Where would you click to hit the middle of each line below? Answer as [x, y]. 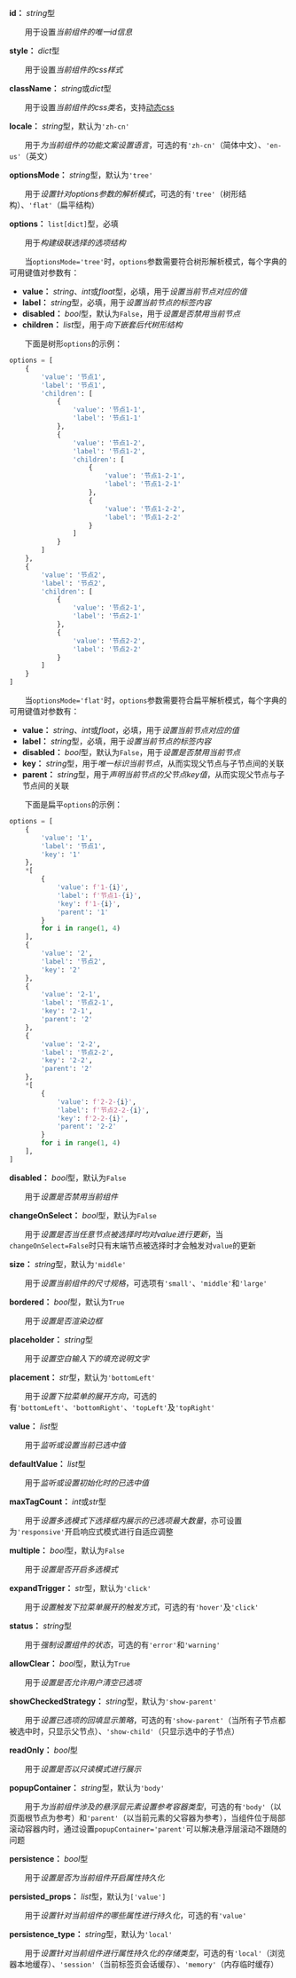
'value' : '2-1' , [71, 995]
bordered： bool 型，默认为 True [67, 1302]
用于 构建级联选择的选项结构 [75, 243]
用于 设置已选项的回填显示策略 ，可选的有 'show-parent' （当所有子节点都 [155, 1720]
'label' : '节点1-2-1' [143, 485]
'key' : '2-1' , [67, 1011]
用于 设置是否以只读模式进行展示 [83, 1769]
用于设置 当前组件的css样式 [74, 70]
